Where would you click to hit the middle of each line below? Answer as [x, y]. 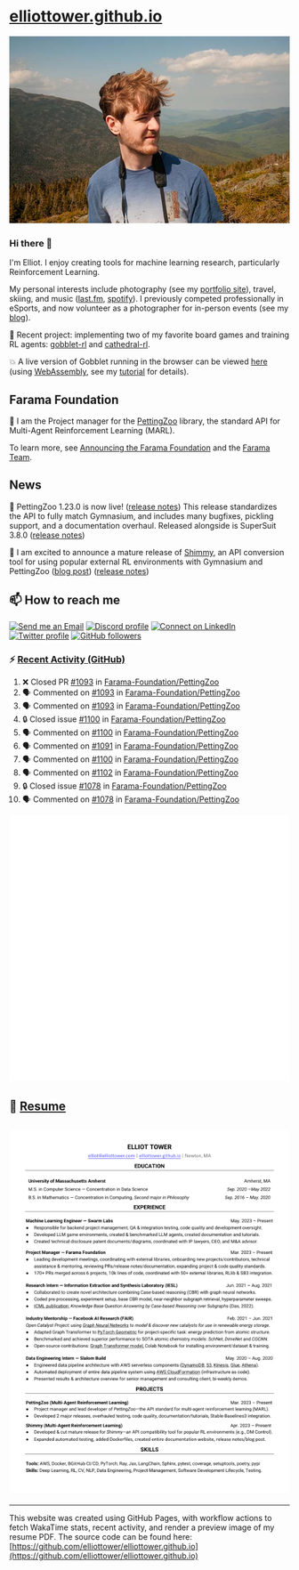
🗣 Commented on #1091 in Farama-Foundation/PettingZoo [130, 746]
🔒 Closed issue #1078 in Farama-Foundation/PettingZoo [124, 786]
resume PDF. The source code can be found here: [101, 1537]
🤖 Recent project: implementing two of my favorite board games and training [149, 335]
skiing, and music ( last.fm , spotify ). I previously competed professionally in [147, 299]
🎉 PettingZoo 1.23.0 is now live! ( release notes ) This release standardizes [143, 506]
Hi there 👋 [31, 243]
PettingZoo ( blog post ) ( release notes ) [79, 571]
